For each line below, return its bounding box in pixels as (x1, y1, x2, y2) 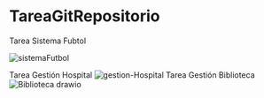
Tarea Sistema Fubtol (9, 35, 87, 46)
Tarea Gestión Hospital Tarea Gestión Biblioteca (9, 69, 255, 80)
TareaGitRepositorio (9, 6, 161, 26)
